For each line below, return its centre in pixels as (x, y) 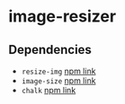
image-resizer (62, 17)
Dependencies (50, 50)
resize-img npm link (58, 71)
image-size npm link (58, 81)
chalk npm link (49, 90)
